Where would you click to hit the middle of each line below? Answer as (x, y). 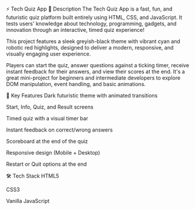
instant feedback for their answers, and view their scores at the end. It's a (96, 71)
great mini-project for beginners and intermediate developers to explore (93, 78)
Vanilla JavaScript (28, 201)
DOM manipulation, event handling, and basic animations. (76, 84)
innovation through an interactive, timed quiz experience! (75, 30)
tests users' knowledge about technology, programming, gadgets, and (91, 24)
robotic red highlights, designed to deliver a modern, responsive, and (90, 47)
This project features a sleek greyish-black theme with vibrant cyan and (93, 41)
